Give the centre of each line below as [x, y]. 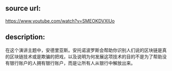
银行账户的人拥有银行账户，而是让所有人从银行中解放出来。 [72, 63]
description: [25, 37]
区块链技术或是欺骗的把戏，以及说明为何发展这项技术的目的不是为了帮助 [86, 57]
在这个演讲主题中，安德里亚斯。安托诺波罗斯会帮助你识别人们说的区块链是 [84, 50]
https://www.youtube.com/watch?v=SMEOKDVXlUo [60, 21]
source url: [23, 8]
